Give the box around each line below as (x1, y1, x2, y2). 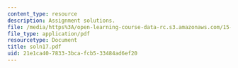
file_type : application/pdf (7, 30, 91, 38)
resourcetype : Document (7, 37, 78, 44)
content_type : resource (7, 10, 78, 18)
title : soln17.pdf (7, 43, 62, 50)
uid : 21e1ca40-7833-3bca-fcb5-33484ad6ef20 (7, 50, 138, 57)
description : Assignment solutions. (7, 17, 115, 24)
